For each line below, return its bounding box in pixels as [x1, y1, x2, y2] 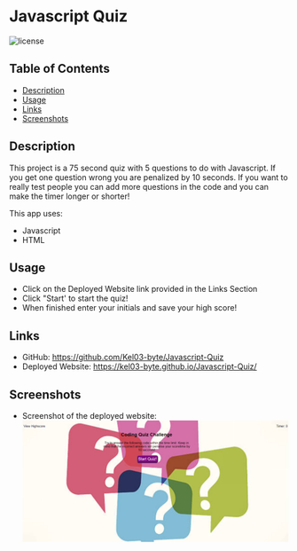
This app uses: [9, 208, 64, 218]
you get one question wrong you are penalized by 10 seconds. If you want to [9, 171, 288, 183]
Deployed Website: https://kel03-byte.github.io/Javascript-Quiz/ [21, 361, 257, 372]
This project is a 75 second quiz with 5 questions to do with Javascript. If [9, 162, 277, 173]
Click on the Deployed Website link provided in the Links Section [21, 284, 258, 295]
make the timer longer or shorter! [9, 191, 130, 201]
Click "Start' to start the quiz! [21, 293, 129, 303]
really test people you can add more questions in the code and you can [9, 181, 269, 192]
